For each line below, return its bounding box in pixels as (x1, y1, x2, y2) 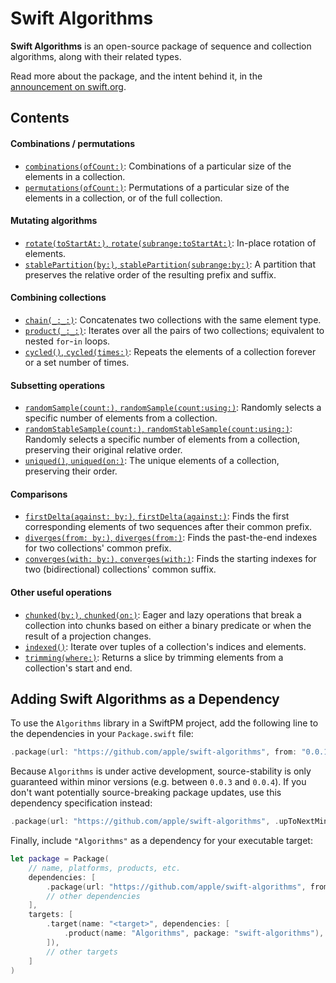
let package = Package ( (10, 854, 110, 864)
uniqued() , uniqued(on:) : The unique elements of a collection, (24, 455, 280, 467)
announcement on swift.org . (10, 80, 127, 92)
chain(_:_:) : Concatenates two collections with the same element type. (24, 313, 322, 326)
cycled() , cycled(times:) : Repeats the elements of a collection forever (24, 345, 317, 357)
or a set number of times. (24, 356, 130, 368)
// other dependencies (46, 891, 141, 901)
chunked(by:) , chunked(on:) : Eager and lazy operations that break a (24, 608, 302, 621)
